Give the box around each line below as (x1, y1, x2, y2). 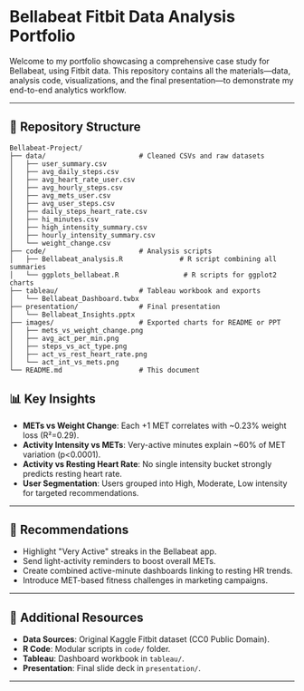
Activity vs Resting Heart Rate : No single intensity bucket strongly (22, 458, 272, 469)
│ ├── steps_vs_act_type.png (9, 342, 128, 351)
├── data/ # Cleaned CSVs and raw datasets (9, 151, 265, 161)
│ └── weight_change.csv (9, 238, 111, 248)
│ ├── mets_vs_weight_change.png (9, 326, 144, 335)
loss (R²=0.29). (22, 429, 80, 441)
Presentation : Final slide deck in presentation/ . (22, 663, 202, 674)
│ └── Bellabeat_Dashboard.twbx (9, 294, 140, 303)
